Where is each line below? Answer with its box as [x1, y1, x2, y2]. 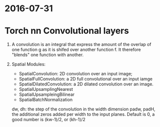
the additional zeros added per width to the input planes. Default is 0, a [11, 111, 155, 117]
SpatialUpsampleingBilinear [19, 91, 75, 98]
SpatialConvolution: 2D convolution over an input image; [19, 71, 133, 77]
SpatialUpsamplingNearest [19, 86, 73, 92]
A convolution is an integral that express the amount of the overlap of [11, 42, 152, 47]
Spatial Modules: [11, 62, 46, 67]
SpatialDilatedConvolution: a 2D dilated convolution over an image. [19, 81, 154, 87]
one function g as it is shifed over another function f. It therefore [11, 47, 141, 53]
